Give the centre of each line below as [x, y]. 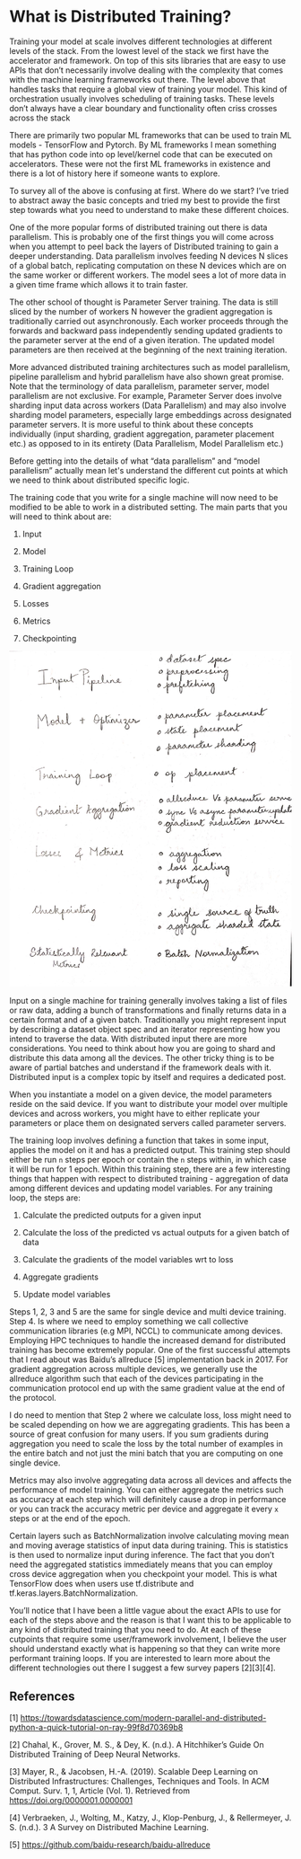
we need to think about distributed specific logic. [99, 480]
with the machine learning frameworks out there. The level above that [138, 79]
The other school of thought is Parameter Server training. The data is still [144, 302]
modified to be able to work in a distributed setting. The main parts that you [149, 507]
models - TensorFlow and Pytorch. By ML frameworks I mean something [143, 145]
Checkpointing [49, 638]
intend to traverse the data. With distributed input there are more [129, 1039]
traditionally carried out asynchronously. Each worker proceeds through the [149, 321]
